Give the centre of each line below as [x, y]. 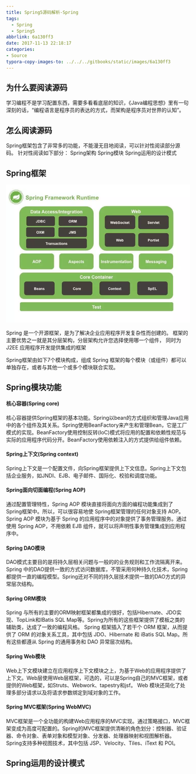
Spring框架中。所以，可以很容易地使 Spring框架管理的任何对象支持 [87, 512]
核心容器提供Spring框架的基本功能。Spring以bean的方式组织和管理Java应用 [97, 417]
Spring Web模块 [26, 656]
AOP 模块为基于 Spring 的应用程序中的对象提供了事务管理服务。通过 [105, 519]
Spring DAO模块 [26, 548]
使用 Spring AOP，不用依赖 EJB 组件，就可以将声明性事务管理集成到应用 [93, 526]
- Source [17, 56]
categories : [20, 50]
